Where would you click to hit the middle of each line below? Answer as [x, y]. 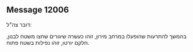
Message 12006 [38, 10]
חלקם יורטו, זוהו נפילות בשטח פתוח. [48, 42]
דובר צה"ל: [19, 24]
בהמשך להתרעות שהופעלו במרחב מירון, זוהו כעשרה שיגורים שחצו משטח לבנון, [96, 36]
